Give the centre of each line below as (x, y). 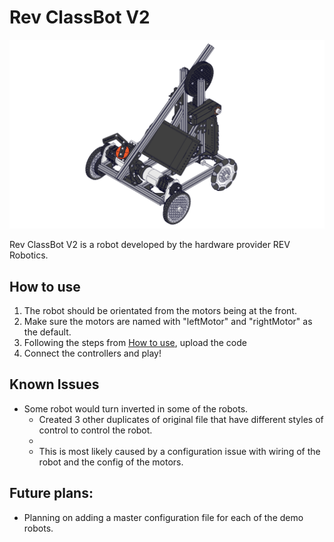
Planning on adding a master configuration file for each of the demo (163, 517)
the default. (47, 332)
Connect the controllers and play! (92, 353)
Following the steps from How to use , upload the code (135, 342)
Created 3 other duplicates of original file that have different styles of (181, 419)
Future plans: (51, 493)
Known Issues (54, 384)
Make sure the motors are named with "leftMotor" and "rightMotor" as (168, 321)
